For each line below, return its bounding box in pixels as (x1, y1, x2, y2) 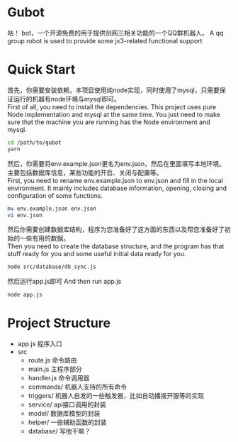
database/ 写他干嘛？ (28, 427, 91, 436)
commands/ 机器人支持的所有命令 (28, 382, 127, 391)
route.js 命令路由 (28, 356, 77, 365)
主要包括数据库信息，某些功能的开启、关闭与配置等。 (7, 168, 163, 177)
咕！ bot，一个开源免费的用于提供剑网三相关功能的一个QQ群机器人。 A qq (7, 28, 224, 37)
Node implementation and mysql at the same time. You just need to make (7, 110, 221, 118)
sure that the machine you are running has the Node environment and (7, 118, 210, 126)
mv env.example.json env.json (7, 205, 97, 212)
